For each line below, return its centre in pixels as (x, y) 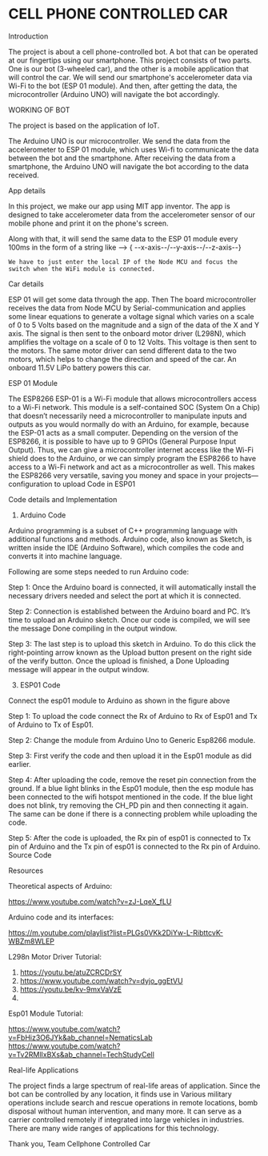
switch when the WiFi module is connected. (82, 269)
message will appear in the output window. (79, 669)
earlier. (20, 764)
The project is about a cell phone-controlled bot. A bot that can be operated (133, 51)
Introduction (28, 36)
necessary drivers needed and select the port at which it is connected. (125, 595)
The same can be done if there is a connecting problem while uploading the (133, 813)
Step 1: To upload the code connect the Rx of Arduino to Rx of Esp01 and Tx (133, 716)
